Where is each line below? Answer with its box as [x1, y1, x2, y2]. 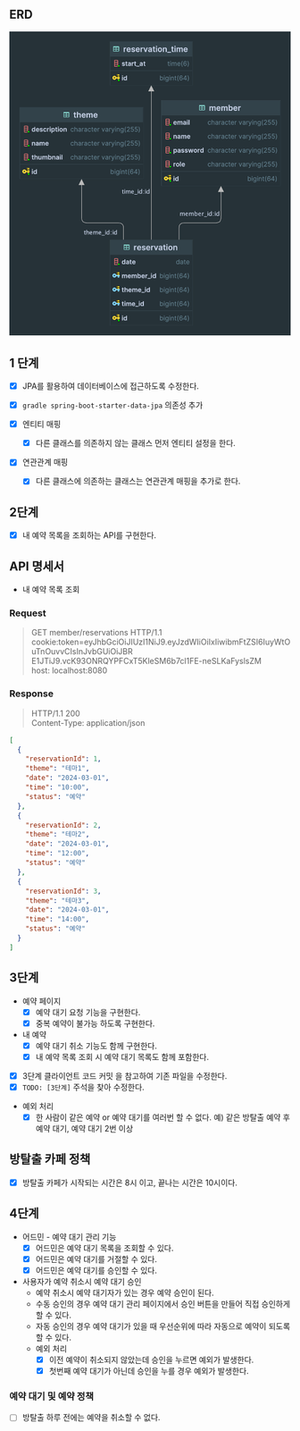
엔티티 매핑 [21, 419, 62, 430]
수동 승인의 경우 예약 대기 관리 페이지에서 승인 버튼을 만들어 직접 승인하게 [35, 1298, 291, 1309]
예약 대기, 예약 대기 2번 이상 [35, 1124, 134, 1134]
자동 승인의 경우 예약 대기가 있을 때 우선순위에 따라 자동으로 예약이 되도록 [35, 1320, 291, 1331]
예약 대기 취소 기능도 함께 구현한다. [35, 1040, 158, 1051]
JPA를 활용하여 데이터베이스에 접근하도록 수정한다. [21, 381, 199, 391]
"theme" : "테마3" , [25, 896, 90, 905]
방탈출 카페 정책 [9, 1152, 91, 1167]
